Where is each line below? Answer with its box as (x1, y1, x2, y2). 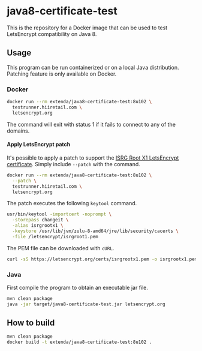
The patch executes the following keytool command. (7, 200, 137, 207)
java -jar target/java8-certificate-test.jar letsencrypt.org (7, 301, 165, 307)
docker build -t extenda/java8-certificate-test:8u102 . (7, 339, 152, 346)
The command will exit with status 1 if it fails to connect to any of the (7, 121, 176, 128)
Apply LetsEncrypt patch (7, 141, 71, 148)
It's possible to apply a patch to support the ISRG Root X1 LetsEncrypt (7, 154, 179, 161)
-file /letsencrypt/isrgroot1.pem (12, 233, 98, 239)
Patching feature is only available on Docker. (7, 70, 117, 77)
